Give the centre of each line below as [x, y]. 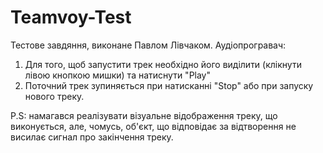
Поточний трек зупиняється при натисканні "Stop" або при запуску [169, 85]
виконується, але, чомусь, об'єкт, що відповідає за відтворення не [153, 126]
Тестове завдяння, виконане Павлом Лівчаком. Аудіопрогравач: [148, 45]
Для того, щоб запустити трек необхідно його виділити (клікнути [163, 64]
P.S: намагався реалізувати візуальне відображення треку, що [144, 115]
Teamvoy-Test [71, 17]
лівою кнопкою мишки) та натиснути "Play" [118, 75]
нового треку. [54, 96]
